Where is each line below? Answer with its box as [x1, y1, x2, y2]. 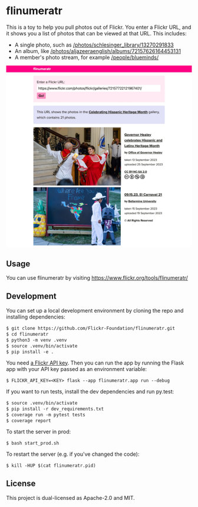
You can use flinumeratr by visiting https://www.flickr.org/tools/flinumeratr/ [6, 274, 189, 281]
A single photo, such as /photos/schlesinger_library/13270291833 [14, 41, 174, 48]
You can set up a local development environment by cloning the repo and [6, 307, 184, 314]
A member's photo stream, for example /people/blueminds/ [14, 54, 159, 61]
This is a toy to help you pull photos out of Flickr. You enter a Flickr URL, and [6, 24, 192, 31]
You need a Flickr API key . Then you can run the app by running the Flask [6, 359, 184, 366]
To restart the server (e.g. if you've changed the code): [6, 450, 140, 458]
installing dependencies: [6, 313, 66, 320]
